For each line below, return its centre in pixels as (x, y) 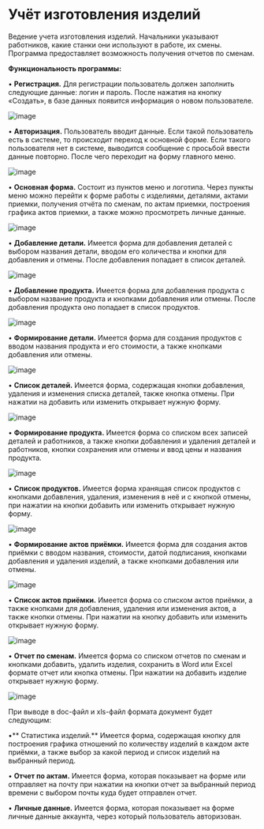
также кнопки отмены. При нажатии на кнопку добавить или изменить (128, 616)
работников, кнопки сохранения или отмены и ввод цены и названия (125, 449)
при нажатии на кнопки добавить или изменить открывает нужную (122, 505)
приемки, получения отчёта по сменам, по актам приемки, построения (129, 204)
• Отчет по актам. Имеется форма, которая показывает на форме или (127, 775)
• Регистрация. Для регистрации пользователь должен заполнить (121, 84)
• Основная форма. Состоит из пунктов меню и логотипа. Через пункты (131, 187)
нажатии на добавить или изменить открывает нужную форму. (115, 401)
